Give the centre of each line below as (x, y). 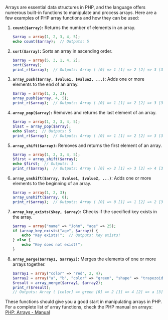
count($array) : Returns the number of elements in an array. (74, 28)
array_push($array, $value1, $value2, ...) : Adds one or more (78, 79)
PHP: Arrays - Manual (28, 312)
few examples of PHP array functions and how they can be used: (72, 18)
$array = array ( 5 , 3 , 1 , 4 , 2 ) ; (46, 60)
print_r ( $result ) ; (32, 287)
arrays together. (29, 264)
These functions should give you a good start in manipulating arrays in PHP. (83, 302)
